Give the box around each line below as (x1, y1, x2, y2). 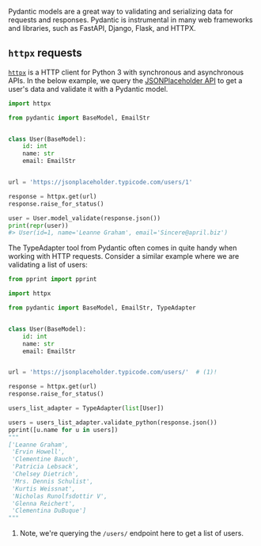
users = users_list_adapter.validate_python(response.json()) (8, 419, 217, 427)
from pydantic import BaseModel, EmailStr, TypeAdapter (8, 304, 196, 312)
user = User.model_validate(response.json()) (8, 214, 161, 222)
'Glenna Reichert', (11, 499, 77, 507)
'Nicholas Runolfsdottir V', (11, 492, 108, 500)
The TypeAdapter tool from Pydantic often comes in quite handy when (8, 243, 237, 252)
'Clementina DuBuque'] (11, 506, 87, 515)
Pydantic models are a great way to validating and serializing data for (8, 7, 233, 16)
